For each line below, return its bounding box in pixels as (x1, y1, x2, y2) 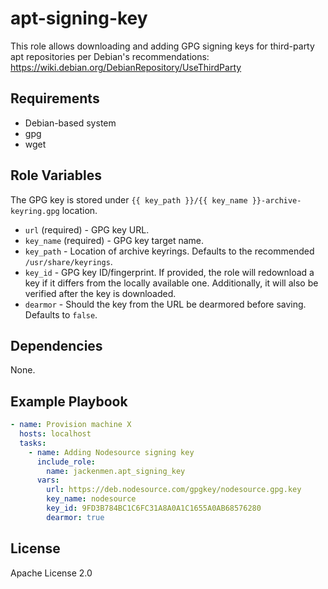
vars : (36, 475, 60, 486)
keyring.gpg (10, 206, 60, 216)
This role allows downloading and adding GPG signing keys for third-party (10, 40, 315, 52)
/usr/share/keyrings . (24, 255, 113, 267)
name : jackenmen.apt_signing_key (46, 466, 186, 476)
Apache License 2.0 (10, 567, 93, 579)
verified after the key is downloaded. (24, 287, 177, 299)
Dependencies (10, 337, 103, 354)
